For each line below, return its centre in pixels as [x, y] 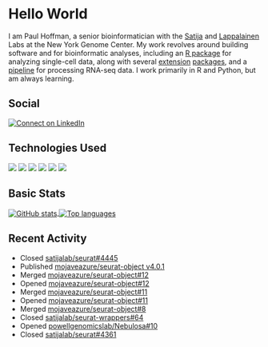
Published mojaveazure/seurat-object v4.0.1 [92, 266]
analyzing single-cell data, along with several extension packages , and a [128, 62]
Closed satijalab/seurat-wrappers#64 [82, 317]
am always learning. [41, 78]
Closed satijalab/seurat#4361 [68, 334]
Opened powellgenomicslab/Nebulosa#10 [89, 325]
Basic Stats [37, 193]
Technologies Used [57, 148]
